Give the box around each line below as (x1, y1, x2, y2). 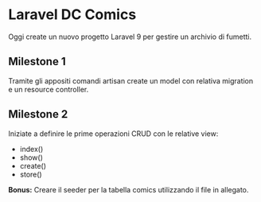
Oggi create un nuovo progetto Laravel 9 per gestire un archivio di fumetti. (8, 32, 252, 41)
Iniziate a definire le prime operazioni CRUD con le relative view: (8, 129, 219, 138)
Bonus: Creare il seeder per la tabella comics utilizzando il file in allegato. (8, 185, 249, 194)
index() (19, 144, 44, 153)
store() (19, 169, 42, 179)
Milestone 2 (8, 107, 68, 121)
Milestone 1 (8, 55, 66, 68)
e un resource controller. (8, 84, 89, 94)
